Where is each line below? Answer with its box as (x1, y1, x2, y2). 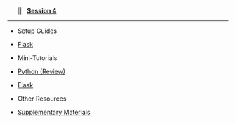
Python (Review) (17, 67, 65, 75)
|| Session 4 (17, 7, 57, 15)
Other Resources (17, 94, 67, 103)
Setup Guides (17, 27, 58, 35)
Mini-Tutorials (17, 54, 58, 62)
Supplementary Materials (17, 108, 91, 116)
